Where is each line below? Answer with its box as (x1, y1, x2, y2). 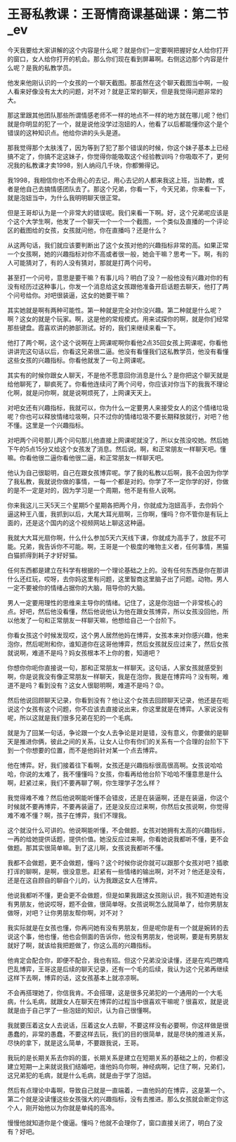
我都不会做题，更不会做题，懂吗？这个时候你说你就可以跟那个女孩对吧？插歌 (7, 858, 229, 867)
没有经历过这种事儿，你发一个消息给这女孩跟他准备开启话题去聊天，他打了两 (7, 282, 229, 290)
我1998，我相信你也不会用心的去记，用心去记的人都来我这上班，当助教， (7, 176, 218, 184)
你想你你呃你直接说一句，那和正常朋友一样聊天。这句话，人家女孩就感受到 (7, 663, 223, 672)
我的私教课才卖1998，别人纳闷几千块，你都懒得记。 (13, 161, 163, 169)
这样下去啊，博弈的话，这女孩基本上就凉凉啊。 (7, 973, 143, 982)
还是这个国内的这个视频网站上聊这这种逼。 (25, 518, 149, 527)
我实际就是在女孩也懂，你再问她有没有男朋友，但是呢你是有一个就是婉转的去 (7, 923, 229, 932)
